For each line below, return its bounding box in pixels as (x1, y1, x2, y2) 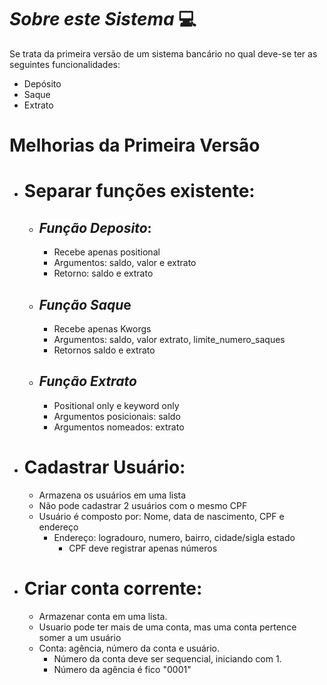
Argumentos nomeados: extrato (53, 421, 185, 433)
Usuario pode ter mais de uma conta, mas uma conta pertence (38, 621, 297, 633)
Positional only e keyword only (53, 399, 180, 411)
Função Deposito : (38, 219, 152, 236)
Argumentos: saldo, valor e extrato (53, 257, 197, 269)
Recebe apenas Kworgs (53, 322, 152, 335)
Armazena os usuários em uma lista (38, 489, 187, 501)
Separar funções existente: (23, 180, 256, 203)
